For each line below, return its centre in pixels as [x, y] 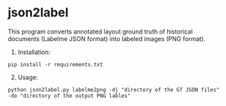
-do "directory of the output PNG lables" [69, 96]
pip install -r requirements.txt [55, 64]
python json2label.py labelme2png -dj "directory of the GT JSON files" [114, 90]
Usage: [28, 77]
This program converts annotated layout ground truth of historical [100, 31]
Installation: [34, 52]
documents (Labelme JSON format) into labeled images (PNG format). [107, 38]
